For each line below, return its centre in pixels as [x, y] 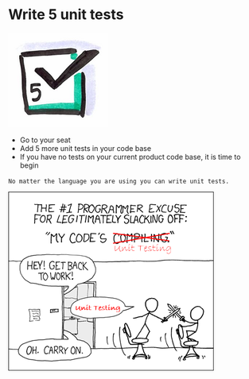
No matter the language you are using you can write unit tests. [119, 181]
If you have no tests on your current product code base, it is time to [130, 157]
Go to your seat [45, 140]
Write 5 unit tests [66, 15]
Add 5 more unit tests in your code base [86, 148]
